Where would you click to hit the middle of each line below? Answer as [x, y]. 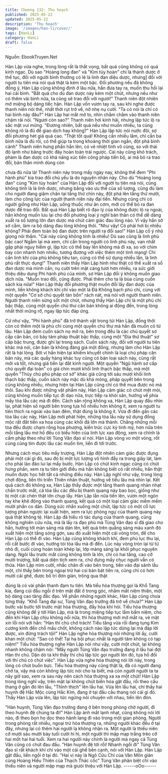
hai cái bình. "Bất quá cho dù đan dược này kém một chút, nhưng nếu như [81, 93]
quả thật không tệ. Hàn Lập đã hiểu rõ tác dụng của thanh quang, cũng [78, 517]
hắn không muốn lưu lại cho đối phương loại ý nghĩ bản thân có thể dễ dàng [83, 215]
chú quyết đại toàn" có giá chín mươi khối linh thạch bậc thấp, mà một [77, 368]
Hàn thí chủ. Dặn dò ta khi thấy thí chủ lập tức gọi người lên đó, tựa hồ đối [81, 655]
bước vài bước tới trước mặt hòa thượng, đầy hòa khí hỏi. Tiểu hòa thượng [81, 607]
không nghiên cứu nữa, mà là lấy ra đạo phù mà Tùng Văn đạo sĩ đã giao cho [84, 522]
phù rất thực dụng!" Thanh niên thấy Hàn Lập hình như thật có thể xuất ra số [84, 263]
